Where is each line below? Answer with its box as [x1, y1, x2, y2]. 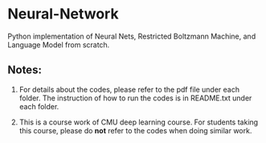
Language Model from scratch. [7, 39, 110, 49]
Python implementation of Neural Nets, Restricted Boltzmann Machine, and [7, 31, 256, 41]
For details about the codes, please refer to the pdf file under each [18, 84, 240, 94]
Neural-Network [7, 5, 119, 23]
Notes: [7, 63, 42, 77]
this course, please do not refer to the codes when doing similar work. [18, 125, 252, 135]
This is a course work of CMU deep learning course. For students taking [18, 117, 259, 127]
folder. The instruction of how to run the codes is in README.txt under [18, 93, 252, 103]
